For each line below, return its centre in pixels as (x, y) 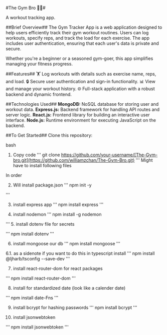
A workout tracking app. (31, 17)
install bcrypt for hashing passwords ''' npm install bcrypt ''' (75, 308)
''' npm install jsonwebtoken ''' (37, 327)
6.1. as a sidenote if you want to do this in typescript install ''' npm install (80, 253)
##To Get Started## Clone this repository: (49, 135)
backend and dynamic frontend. (39, 94)
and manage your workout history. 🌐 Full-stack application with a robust (80, 89)
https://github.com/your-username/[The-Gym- (109, 155)
